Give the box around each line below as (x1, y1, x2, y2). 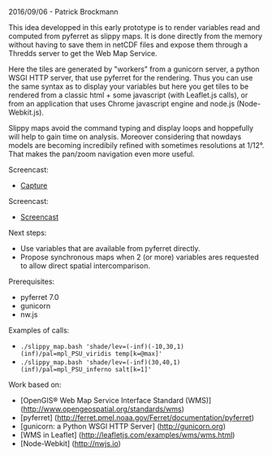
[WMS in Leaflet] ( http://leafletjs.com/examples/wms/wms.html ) (19, 430, 235, 440)
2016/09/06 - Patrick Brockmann (8, 7, 119, 16)
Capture (19, 180, 48, 190)
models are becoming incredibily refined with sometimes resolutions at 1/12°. (8, 141, 265, 150)
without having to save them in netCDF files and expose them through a (8, 40, 248, 50)
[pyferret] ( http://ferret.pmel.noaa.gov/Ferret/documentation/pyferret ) (19, 413, 254, 422)
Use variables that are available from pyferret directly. (19, 244, 201, 253)
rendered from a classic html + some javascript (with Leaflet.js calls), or (8, 90, 248, 100)
